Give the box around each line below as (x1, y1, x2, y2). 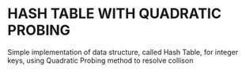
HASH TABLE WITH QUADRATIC (7, 5, 222, 23)
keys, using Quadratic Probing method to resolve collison (7, 56, 194, 65)
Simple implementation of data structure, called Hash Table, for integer (7, 47, 239, 57)
